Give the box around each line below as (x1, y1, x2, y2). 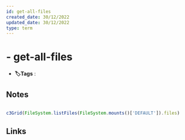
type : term (6, 25, 33, 31)
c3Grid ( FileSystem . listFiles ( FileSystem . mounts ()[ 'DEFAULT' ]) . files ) (6, 110, 180, 116)
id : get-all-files (6, 8, 51, 15)
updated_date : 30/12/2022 (6, 19, 69, 25)
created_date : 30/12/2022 (6, 14, 69, 20)
